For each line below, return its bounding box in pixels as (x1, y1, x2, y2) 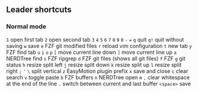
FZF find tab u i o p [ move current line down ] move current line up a (6, 49, 177, 56)
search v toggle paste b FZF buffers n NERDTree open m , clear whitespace (6, 73, 190, 81)
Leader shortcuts (6, 5, 72, 15)
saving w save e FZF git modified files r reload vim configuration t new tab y (6, 42, 192, 49)
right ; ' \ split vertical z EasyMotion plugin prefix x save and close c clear (6, 68, 188, 75)
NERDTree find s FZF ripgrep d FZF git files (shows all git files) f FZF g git (6, 54, 186, 62)
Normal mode (6, 23, 47, 31)
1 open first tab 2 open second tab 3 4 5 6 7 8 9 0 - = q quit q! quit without (6, 36, 184, 43)
